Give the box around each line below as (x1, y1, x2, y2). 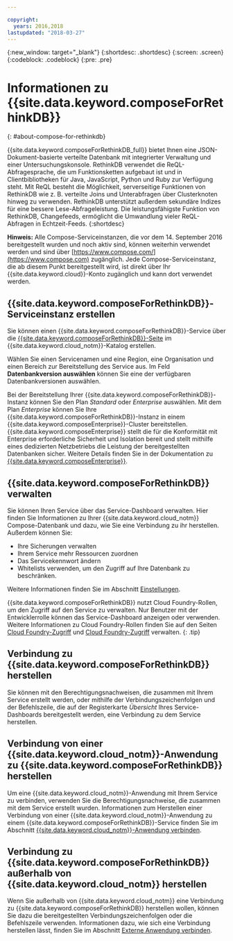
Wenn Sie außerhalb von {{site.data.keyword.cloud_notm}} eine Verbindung (7, 897, 224, 905)
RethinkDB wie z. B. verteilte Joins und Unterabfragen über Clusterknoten (7, 190, 218, 199)
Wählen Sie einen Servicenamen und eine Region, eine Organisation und (7, 355, 214, 363)
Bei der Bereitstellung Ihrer (7, 390, 84, 399)
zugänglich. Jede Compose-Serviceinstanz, (90, 255, 216, 264)
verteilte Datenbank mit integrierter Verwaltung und (64, 153, 212, 162)
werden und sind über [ (7, 248, 74, 256)
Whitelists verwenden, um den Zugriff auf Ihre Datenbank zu (17, 564, 190, 572)
